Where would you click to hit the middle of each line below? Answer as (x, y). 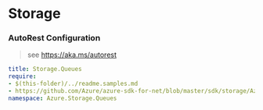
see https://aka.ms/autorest (72, 55)
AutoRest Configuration (54, 38)
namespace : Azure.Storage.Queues (63, 98)
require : (22, 76)
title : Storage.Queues (45, 69)
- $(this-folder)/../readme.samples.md (73, 84)
